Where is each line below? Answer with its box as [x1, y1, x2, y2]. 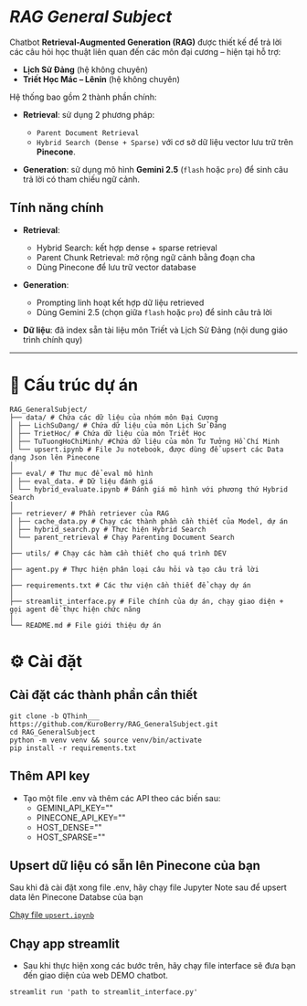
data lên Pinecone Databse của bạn [9, 892, 143, 903]
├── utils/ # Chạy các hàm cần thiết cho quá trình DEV [9, 548, 227, 558]
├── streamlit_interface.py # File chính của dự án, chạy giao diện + [9, 597, 284, 606]
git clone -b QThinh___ [9, 711, 101, 721]
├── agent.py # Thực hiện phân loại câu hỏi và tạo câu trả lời [9, 565, 259, 574]
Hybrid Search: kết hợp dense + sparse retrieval [36, 242, 217, 253]
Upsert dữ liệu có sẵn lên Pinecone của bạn [9, 857, 260, 874]
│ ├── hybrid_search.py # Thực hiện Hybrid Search [9, 524, 206, 534]
